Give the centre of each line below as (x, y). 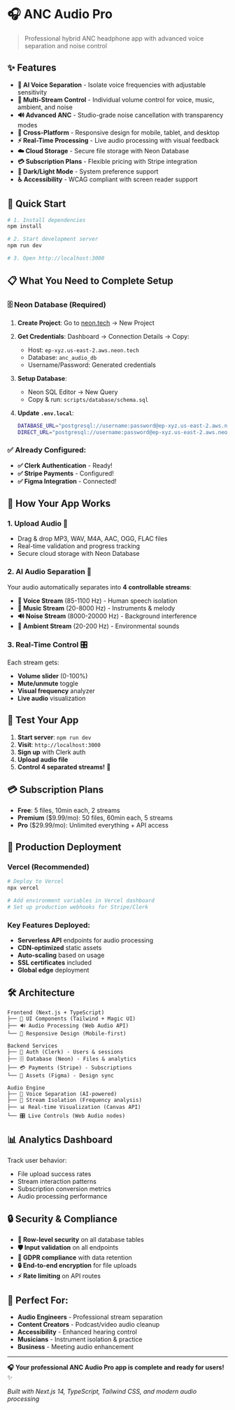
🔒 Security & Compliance (62, 1219)
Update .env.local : (46, 413)
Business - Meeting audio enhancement (76, 1347)
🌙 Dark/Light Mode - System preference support (88, 171)
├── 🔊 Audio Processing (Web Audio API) (68, 1026)
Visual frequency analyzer (56, 690)
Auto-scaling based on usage (61, 955)
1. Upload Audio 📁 (38, 523)
